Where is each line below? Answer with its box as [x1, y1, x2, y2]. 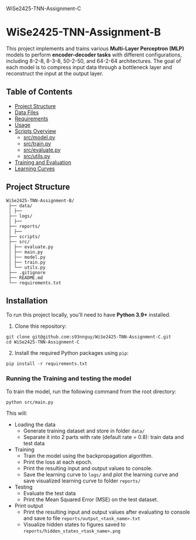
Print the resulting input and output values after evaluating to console [23, 508, 190, 515]
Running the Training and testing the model [6, 374, 132, 383]
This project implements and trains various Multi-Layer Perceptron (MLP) [6, 45, 184, 52]
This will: [6, 410, 27, 417]
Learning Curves [14, 165, 55, 172]
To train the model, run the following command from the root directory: [6, 388, 177, 395]
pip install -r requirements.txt [6, 361, 88, 367]
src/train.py [23, 140, 51, 147]
